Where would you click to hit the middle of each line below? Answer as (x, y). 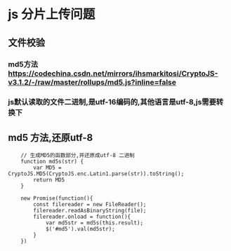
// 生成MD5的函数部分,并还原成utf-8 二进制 (78, 156)
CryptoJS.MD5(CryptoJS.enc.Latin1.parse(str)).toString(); (96, 174)
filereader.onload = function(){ (82, 217)
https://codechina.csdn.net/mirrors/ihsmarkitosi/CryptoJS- (113, 73)
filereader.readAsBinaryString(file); (90, 211)
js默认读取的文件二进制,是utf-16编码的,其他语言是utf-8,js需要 (112, 102)
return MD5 (49, 180)
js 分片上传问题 (52, 14)
